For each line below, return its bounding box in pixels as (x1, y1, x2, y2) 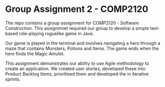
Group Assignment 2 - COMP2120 (5, 3, 149, 15)
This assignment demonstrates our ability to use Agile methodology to (5, 60, 150, 66)
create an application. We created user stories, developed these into (5, 66, 146, 72)
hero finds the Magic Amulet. (5, 51, 65, 57)
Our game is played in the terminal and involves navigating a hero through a (5, 40, 161, 46)
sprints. (5, 76, 21, 82)
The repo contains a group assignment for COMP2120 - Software (5, 20, 139, 26)
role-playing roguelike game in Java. (19, 30, 94, 36)
